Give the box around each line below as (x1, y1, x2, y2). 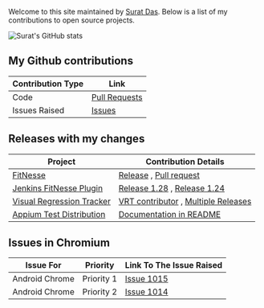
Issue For (25, 260, 62, 271)
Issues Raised (12, 105, 65, 116)
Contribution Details (145, 156, 225, 167)
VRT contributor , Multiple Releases (118, 195, 252, 207)
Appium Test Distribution (12, 208, 106, 220)
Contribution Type (12, 78, 84, 89)
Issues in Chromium (8, 236, 111, 250)
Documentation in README (118, 208, 221, 220)
